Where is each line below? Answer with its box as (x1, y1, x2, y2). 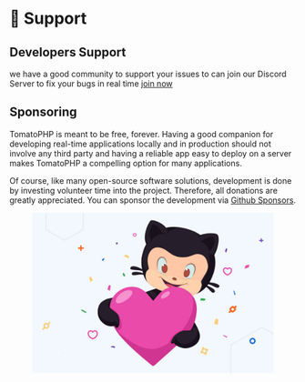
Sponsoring (9, 105, 77, 120)
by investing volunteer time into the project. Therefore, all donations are (9, 185, 278, 196)
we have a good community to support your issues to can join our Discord (9, 68, 287, 79)
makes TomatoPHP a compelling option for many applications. (9, 157, 243, 168)
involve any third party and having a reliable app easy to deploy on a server (9, 147, 292, 158)
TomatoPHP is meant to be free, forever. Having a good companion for (9, 128, 274, 139)
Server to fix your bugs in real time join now (9, 78, 173, 89)
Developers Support (9, 45, 127, 60)
